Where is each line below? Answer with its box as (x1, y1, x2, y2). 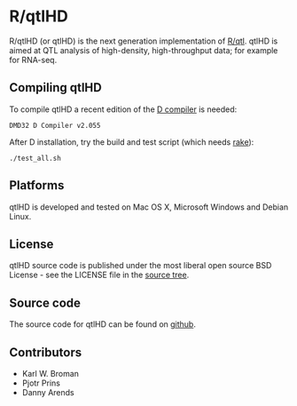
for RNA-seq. (9, 54, 58, 65)
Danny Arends (21, 387, 74, 397)
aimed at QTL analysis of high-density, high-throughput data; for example (9, 44, 278, 55)
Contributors (9, 345, 82, 360)
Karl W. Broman (21, 369, 80, 378)
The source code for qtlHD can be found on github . (9, 319, 197, 330)
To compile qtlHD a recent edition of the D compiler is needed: (9, 104, 238, 115)
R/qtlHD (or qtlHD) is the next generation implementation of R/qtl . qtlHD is (9, 36, 278, 46)
